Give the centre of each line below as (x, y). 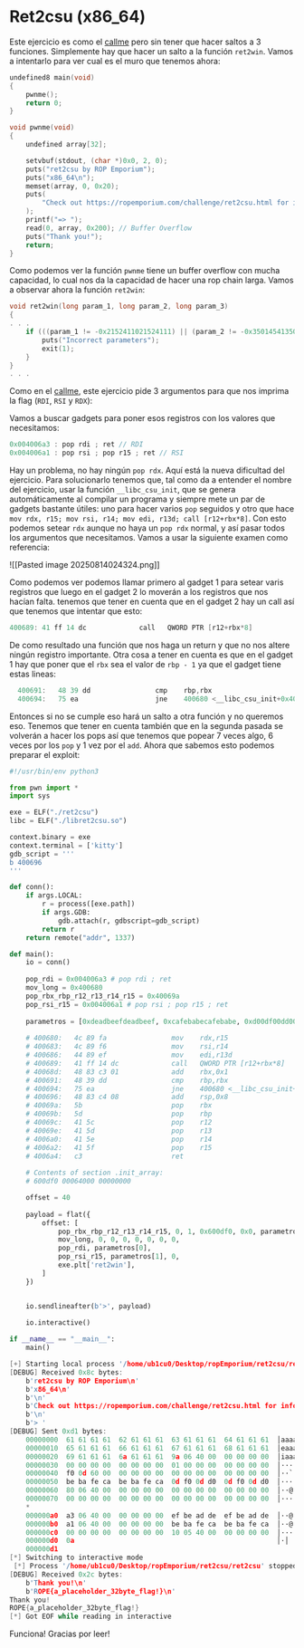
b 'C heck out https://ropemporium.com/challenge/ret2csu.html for (152, 1406)
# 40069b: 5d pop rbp (119, 1114)
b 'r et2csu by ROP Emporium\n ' (83, 1381)
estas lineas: (33, 674)
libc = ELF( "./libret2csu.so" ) (68, 821)
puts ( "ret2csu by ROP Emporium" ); (90, 169)
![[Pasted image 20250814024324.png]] (85, 565)
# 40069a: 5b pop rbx (119, 1106)
